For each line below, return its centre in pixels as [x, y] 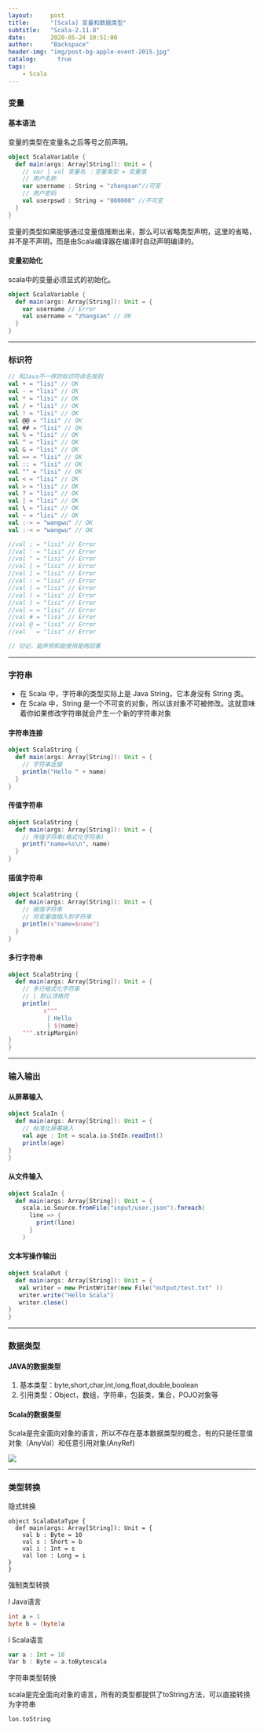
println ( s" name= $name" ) [61, 924]
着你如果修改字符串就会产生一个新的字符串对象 [95, 713]
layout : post [37, 15]
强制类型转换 [29, 1585]
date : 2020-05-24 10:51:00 [63, 37]
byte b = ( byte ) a [37, 1623]
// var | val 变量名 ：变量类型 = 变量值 [84, 171]
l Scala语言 [26, 1640]
